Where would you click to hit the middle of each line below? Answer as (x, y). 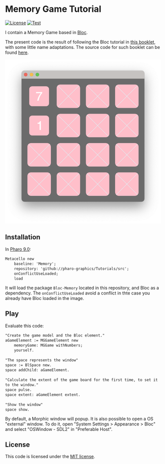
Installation (23, 237)
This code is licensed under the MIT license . (50, 457)
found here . (17, 52)
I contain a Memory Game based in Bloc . (46, 32)
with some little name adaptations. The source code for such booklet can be (83, 47)
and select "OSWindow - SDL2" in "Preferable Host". (59, 429)
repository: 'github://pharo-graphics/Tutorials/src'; (72, 269)
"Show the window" (24, 404)
